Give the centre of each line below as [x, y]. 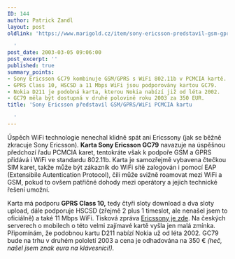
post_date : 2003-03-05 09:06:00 [54, 53]
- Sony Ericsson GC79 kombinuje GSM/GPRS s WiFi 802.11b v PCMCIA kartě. [117, 79]
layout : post [26, 27]
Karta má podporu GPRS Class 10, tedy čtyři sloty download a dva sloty [111, 203]
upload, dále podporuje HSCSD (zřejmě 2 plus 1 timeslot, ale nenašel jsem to [117, 211]
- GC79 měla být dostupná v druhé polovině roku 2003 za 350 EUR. [106, 98]
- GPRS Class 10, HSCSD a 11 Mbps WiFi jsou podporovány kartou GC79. [112, 85]
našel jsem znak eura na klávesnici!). [61, 248]
